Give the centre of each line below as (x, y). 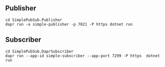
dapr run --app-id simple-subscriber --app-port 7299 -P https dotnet (82, 56)
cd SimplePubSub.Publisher (34, 20)
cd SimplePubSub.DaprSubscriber (39, 51)
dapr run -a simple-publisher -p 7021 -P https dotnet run (69, 24)
